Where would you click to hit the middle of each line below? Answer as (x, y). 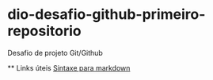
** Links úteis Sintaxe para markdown (69, 67)
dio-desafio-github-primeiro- (106, 15)
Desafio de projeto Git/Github (55, 53)
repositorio (44, 31)
